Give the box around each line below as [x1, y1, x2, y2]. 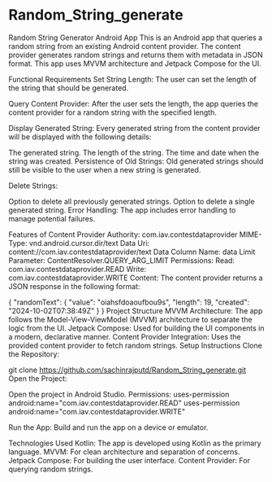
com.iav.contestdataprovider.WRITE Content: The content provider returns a [8, 273, 263, 283]
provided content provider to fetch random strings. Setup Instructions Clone [8, 340, 262, 350]
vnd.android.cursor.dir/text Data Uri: [28, 238, 150, 248]
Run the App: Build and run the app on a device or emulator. [8, 422, 209, 432]
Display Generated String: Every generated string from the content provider [8, 123, 261, 133]
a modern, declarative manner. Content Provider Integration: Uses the [8, 331, 241, 341]
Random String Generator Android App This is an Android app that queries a [8, 33, 263, 42]
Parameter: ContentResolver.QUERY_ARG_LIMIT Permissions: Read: [8, 255, 235, 265]
